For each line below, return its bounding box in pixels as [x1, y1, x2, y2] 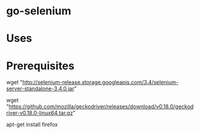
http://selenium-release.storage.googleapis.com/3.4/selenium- [22, 79, 179, 86]
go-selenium [6, 4, 71, 18]
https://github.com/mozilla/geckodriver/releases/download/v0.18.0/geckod [8, 103, 194, 110]
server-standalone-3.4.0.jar [6, 85, 74, 92]
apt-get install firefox [6, 121, 58, 128]
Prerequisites [6, 59, 75, 72]
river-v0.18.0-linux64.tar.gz [6, 109, 73, 117]
